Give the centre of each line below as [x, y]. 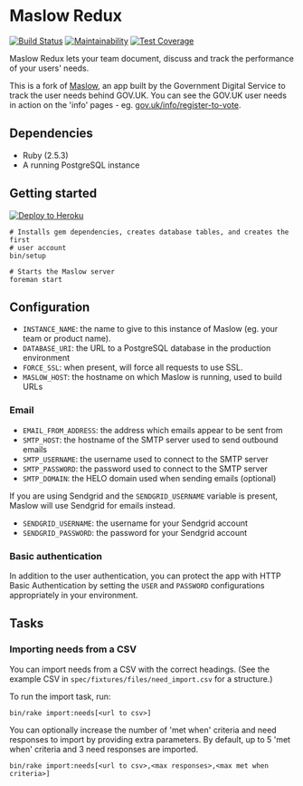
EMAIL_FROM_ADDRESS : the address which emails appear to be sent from [152, 430]
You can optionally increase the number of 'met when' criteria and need [143, 730]
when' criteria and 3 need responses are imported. [104, 749]
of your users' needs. [49, 68]
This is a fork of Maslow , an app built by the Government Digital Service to [148, 85]
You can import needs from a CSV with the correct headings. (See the [139, 669]
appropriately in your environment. [74, 595]
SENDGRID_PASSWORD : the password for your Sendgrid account [135, 532]
